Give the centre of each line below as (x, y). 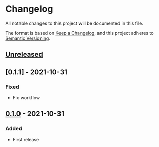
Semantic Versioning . (28, 38)
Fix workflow (26, 98)
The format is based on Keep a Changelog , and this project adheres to (79, 33)
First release (26, 139)
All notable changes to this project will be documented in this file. (74, 23)
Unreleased (24, 55)
